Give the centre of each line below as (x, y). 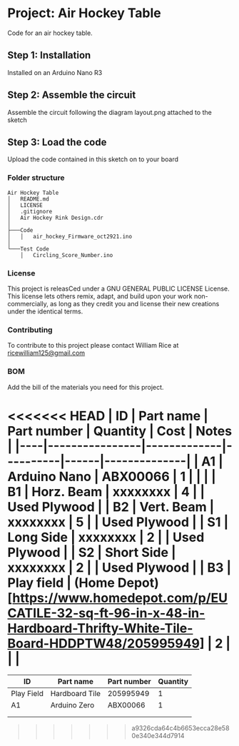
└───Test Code (29, 249)
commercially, (28, 303)
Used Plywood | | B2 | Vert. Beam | (111, 506)
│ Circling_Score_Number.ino (67, 255)
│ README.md (29, 199)
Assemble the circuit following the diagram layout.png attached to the (110, 112)
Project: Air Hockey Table (85, 13)
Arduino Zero (72, 705)
